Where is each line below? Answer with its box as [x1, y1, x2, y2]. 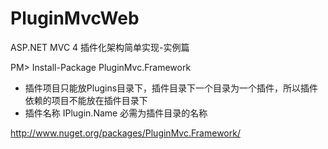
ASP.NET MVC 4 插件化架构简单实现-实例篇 [10, 41, 190, 53]
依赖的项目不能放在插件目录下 [24, 94, 148, 106]
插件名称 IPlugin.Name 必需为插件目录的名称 [24, 107, 208, 119]
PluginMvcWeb [10, 7, 140, 30]
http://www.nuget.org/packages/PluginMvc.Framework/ [10, 127, 241, 139]
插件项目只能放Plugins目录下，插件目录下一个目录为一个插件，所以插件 [24, 82, 319, 94]
